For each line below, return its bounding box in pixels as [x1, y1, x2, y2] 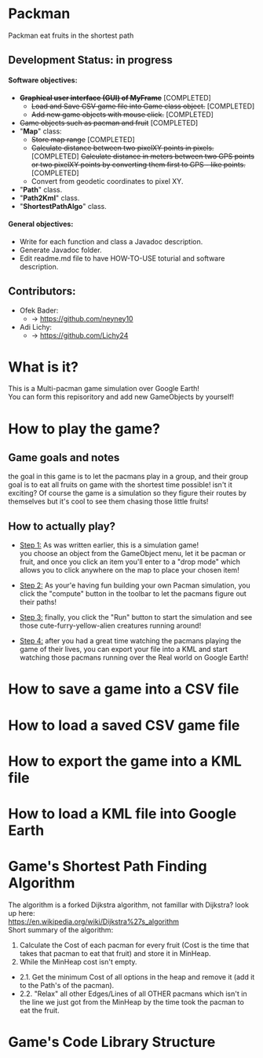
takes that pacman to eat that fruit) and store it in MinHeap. [19, 948, 211, 958]
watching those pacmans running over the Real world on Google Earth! [19, 653, 249, 662]
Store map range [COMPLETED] [31, 134, 135, 144]
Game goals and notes [8, 451, 120, 464]
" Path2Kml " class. [19, 193, 80, 203]
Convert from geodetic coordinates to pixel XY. [31, 176, 184, 185]
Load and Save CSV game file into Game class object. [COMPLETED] [31, 101, 255, 111]
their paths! [19, 598, 57, 607]
